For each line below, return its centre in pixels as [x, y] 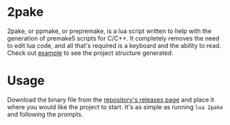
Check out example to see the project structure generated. [90, 53]
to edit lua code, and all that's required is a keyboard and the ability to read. [114, 45]
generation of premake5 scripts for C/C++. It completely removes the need [113, 38]
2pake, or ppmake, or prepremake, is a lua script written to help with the [109, 31]
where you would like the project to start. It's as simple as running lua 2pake [115, 106]
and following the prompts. [45, 114]
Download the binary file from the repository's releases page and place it [111, 100]
